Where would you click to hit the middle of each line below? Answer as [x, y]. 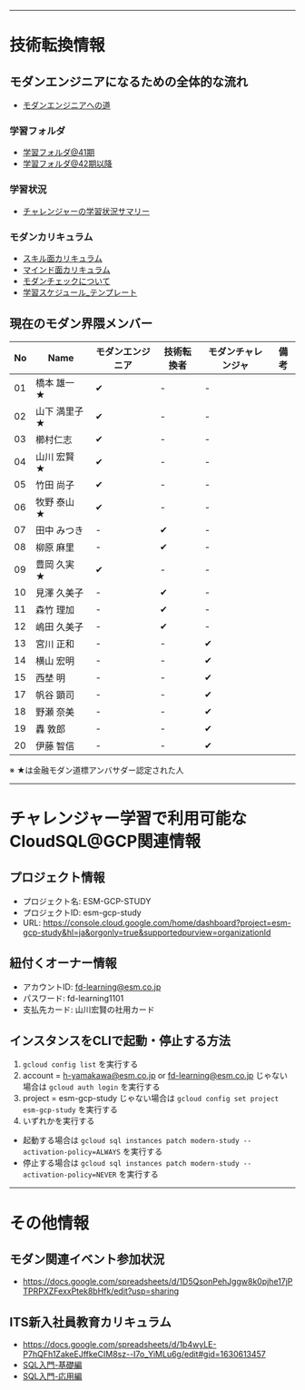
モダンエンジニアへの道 [66, 105]
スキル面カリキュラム [62, 258]
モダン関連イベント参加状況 [87, 1259]
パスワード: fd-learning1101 [73, 998]
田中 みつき [60, 530]
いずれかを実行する [59, 1121]
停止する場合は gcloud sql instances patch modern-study [131, 1163]
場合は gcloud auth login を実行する [91, 1087]
